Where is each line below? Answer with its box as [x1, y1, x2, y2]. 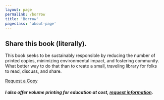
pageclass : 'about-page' [5, 21, 56, 26]
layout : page [5, 7, 32, 12]
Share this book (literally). [5, 39, 87, 48]
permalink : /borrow [5, 12, 46, 17]
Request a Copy [5, 78, 38, 84]
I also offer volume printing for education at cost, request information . [5, 89, 154, 95]
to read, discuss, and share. [5, 68, 62, 74]
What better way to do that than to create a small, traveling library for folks [5, 63, 157, 69]
